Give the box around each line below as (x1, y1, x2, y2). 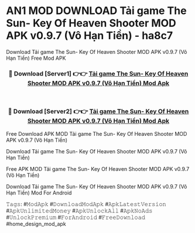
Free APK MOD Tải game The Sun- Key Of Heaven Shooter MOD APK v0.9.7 (6, 165, 190, 172)
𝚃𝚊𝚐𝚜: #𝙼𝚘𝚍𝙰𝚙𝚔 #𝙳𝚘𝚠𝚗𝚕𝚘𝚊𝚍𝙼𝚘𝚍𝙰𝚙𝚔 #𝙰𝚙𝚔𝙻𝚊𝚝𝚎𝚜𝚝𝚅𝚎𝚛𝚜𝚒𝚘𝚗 (6, 200, 167, 207)
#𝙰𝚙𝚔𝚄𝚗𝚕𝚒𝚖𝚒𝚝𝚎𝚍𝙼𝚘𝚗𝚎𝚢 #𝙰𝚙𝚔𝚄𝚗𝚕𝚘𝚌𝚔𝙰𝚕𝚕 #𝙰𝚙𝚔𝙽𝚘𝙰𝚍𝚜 (6, 207, 153, 214)
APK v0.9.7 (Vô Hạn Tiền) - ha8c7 (6, 29, 173, 42)
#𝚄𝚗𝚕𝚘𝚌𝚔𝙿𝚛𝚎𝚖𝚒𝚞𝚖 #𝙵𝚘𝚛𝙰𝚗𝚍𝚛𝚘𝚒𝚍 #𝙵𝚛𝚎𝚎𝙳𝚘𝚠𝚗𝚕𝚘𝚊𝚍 (6, 214, 145, 221)
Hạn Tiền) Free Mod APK (6, 54, 66, 61)
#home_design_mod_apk (6, 220, 66, 227)
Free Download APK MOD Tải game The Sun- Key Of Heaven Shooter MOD (6, 130, 187, 137)
